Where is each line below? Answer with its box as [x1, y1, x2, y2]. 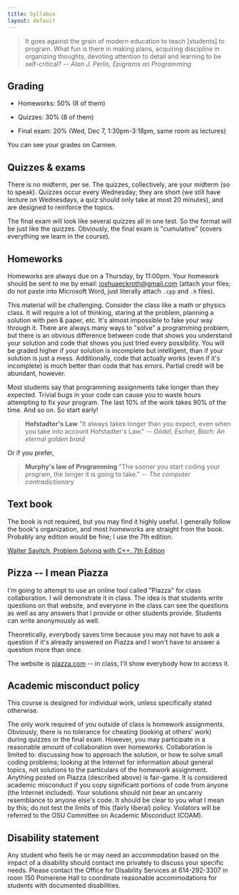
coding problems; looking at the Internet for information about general [7, 758, 213, 766]
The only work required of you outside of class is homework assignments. [7, 720, 225, 729]
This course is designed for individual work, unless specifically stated [7, 699, 212, 707]
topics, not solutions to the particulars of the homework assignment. [7, 766, 208, 774]
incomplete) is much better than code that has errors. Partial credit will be [7, 361, 224, 370]
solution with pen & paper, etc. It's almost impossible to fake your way [7, 316, 213, 324]
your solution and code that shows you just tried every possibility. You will [7, 339, 225, 347]
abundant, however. [7, 369, 66, 377]
